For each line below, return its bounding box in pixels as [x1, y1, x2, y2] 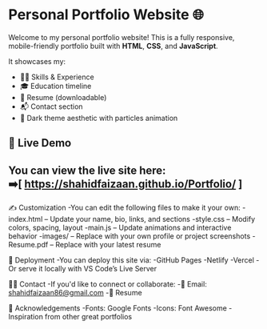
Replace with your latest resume [55, 240, 161, 250]
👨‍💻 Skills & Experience [19, 72, 94, 82]
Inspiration [8, 312, 44, 322]
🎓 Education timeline [19, 81, 92, 90]
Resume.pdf [8, 240, 49, 250]
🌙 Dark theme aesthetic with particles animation [19, 113, 178, 122]
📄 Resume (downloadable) [19, 92, 107, 102]
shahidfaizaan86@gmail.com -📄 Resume [8, 288, 142, 298]
